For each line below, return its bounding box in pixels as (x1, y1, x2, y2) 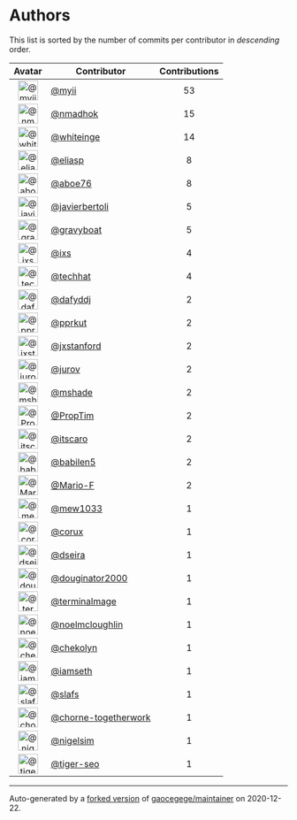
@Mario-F (50, 479, 95, 491)
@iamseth (50, 664, 93, 677)
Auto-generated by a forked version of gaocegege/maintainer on (9, 793, 246, 803)
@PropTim (50, 409, 95, 421)
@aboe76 (50, 177, 93, 189)
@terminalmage (50, 594, 117, 607)
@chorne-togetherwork (50, 711, 151, 724)
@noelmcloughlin (50, 618, 124, 631)
